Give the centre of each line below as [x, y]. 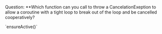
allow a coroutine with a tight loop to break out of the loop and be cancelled [81, 12]
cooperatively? [20, 17]
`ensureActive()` [21, 27]
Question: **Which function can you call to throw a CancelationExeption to [81, 7]
